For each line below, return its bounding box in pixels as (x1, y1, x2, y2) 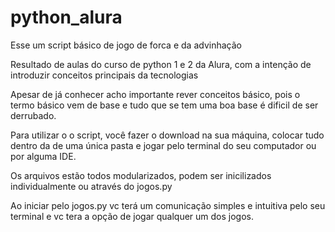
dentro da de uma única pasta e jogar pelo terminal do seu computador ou (10, 139, 317, 151)
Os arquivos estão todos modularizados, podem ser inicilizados (10, 169, 272, 181)
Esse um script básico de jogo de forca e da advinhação (10, 39, 242, 51)
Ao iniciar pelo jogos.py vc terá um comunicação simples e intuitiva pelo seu (10, 199, 326, 211)
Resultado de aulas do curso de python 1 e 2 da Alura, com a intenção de (10, 58, 312, 70)
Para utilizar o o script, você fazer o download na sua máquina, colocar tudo (10, 129, 325, 141)
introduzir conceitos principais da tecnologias (10, 69, 199, 81)
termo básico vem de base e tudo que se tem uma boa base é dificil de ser (10, 99, 319, 111)
